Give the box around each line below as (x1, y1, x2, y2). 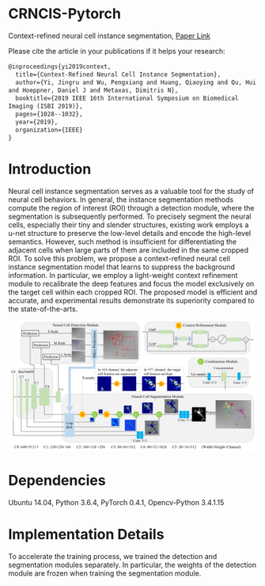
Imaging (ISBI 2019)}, (8, 102, 83, 110)
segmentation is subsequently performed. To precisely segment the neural (8, 211, 252, 221)
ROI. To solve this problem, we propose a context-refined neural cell (8, 253, 231, 263)
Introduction (8, 160, 92, 178)
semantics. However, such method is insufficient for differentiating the (8, 237, 237, 246)
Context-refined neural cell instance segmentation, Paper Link (8, 31, 211, 40)
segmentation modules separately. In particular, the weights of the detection (8, 560, 257, 570)
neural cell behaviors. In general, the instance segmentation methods (8, 195, 234, 204)
